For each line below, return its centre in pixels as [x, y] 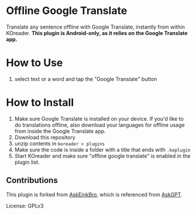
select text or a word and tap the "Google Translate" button [86, 79]
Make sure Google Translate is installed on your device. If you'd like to [99, 118]
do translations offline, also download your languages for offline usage [100, 125]
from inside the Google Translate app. [60, 131]
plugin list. [27, 162]
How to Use [35, 63]
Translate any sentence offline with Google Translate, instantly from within [96, 27]
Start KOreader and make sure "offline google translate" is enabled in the [103, 156]
